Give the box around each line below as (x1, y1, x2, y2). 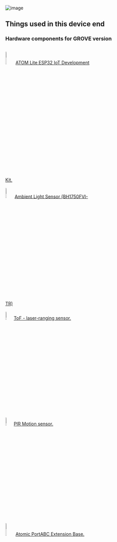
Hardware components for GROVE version (5, 35, 112, 42)
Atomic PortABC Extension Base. (15, 531, 85, 537)
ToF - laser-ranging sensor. (13, 315, 72, 321)
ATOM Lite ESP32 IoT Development (15, 59, 90, 65)
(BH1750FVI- (61, 193, 88, 200)
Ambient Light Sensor (14, 193, 60, 200)
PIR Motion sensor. (13, 421, 54, 427)
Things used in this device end (5, 20, 105, 28)
